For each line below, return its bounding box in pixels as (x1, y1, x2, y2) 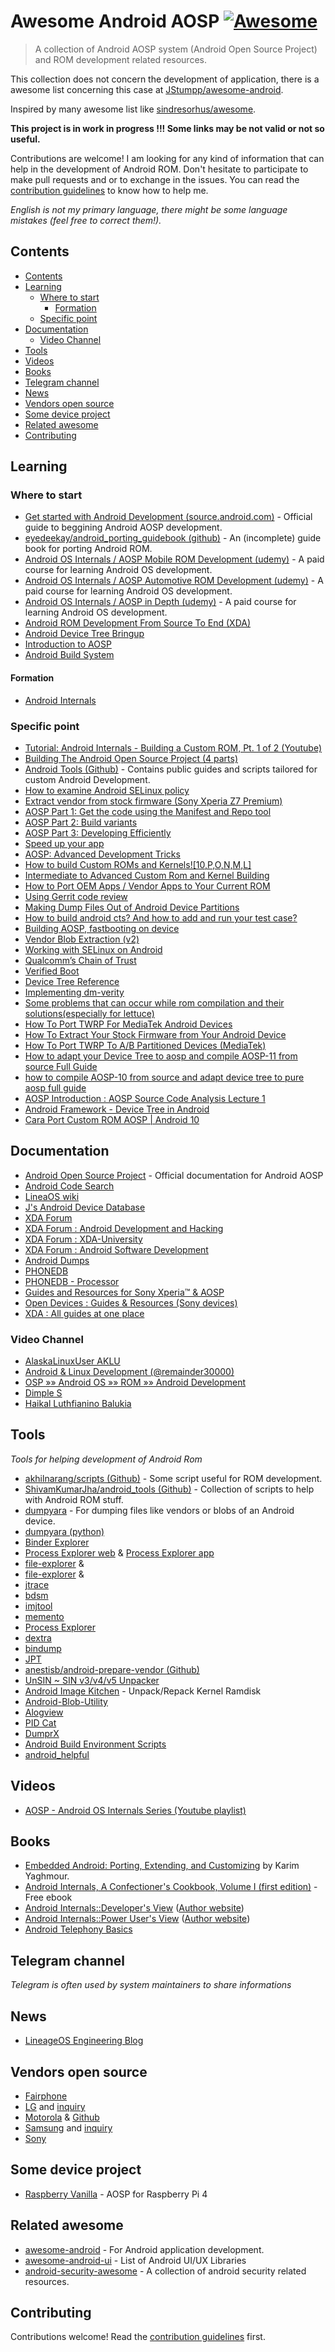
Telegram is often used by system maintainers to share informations (10, 1979, 292, 1991)
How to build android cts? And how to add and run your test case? (24, 911, 298, 924)
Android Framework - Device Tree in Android (24, 1103, 210, 1115)
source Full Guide (24, 1060, 98, 1072)
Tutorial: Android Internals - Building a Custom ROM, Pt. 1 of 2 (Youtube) (24, 741, 323, 754)
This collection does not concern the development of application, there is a (10, 73, 320, 85)
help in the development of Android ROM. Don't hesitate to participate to (10, 163, 309, 175)
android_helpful (24, 1748, 90, 1760)
